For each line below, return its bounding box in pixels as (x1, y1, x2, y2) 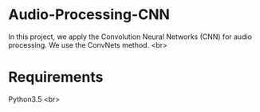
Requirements (8, 68, 104, 87)
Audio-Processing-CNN (8, 6, 170, 24)
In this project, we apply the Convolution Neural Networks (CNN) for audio (8, 32, 253, 41)
